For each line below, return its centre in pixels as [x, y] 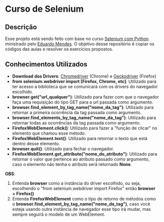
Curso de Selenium [44, 9]
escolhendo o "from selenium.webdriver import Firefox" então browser [84, 188]
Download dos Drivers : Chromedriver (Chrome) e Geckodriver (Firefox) [84, 76]
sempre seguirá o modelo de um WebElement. [59, 214]
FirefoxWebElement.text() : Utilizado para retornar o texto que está [80, 138]
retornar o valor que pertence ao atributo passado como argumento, [81, 159]
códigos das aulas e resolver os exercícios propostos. [59, 49]
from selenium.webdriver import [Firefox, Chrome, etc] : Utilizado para [84, 81]
